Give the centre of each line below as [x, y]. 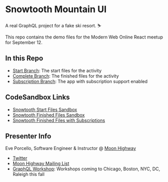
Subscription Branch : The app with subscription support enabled [80, 81]
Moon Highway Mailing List [41, 164]
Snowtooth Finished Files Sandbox [49, 115]
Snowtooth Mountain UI [56, 9]
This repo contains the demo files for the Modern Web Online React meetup [84, 37]
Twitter [20, 158]
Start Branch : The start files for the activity [57, 70]
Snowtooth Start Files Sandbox [45, 110]
